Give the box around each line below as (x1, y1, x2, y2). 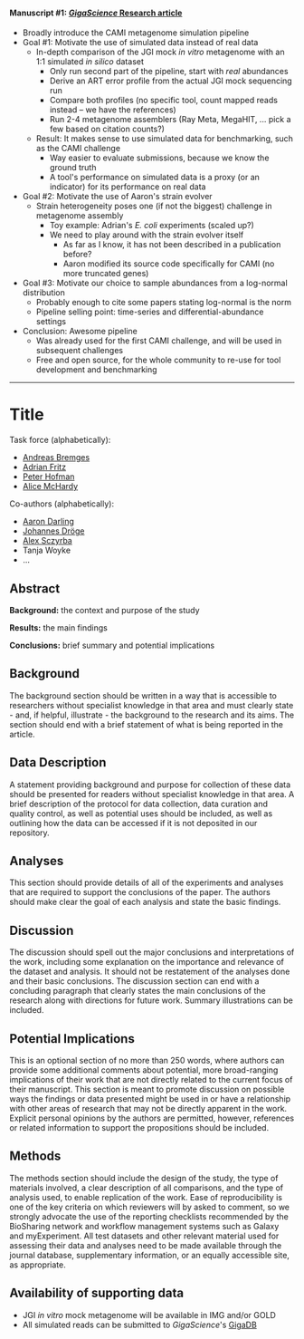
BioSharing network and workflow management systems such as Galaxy (9, 1220, 280, 1231)
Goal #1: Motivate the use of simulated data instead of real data (22, 37, 259, 48)
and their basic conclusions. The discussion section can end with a (9, 976, 260, 987)
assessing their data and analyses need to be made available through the (9, 1239, 282, 1250)
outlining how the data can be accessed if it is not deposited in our (9, 817, 258, 828)
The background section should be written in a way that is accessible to (9, 689, 278, 701)
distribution (22, 287, 66, 298)
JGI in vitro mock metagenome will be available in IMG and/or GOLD (22, 1309, 276, 1320)
